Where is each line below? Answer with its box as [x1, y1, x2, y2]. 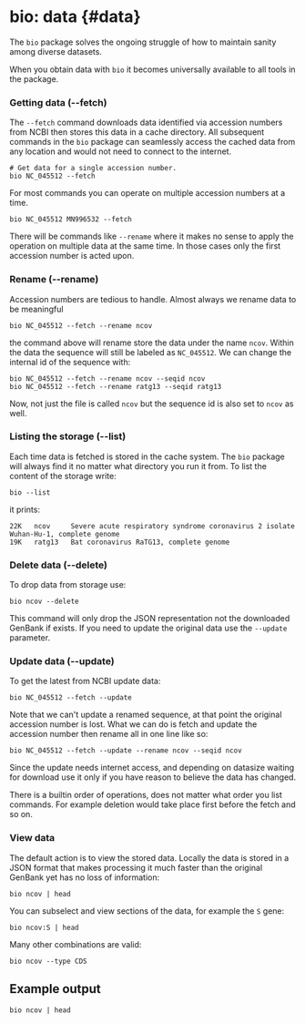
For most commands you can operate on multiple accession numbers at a [9, 188, 285, 199]
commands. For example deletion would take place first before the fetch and [9, 799, 296, 810]
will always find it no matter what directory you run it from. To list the [9, 460, 267, 471]
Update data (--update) [9, 655, 116, 668]
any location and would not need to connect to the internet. [9, 146, 232, 157]
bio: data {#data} [9, 6, 141, 27]
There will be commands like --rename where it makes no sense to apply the [9, 230, 294, 242]
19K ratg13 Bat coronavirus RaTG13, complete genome [9, 538, 230, 547]
